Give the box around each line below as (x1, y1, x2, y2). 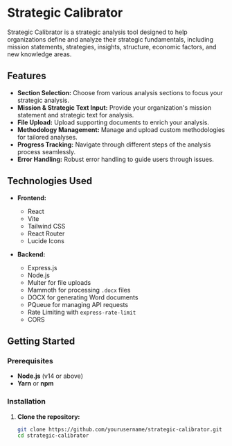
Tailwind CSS (27, 222, 66, 230)
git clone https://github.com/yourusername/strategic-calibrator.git (17, 426, 223, 433)
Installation (7, 397, 46, 406)
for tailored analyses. (17, 133, 78, 141)
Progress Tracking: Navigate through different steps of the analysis (17, 140, 211, 149)
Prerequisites (7, 356, 53, 365)
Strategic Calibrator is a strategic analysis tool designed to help (7, 28, 188, 36)
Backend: (17, 250, 46, 258)
